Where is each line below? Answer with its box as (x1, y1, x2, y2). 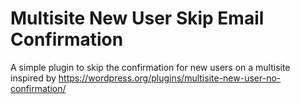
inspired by (10, 72, 57, 84)
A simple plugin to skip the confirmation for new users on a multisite (10, 61, 291, 73)
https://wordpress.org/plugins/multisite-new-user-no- (58, 72, 282, 84)
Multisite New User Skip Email (10, 7, 265, 30)
